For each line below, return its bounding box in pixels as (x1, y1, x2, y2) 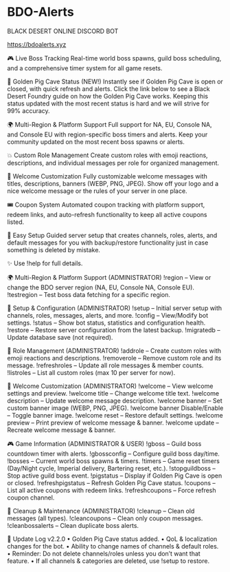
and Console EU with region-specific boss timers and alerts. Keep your (7, 130, 208, 139)
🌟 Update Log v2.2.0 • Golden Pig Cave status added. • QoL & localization (7, 535, 218, 543)
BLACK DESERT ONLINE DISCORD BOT (7, 27, 119, 35)
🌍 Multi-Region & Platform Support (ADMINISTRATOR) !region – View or (7, 273, 211, 281)
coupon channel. (7, 493, 55, 502)
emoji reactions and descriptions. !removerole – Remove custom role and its (7, 354, 222, 362)
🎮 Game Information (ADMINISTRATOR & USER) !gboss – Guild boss (7, 439, 202, 448)
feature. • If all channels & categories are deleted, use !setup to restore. (7, 556, 210, 565)
